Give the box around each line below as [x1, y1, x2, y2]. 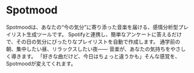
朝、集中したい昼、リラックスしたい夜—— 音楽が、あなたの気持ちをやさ [6, 45, 181, 53]
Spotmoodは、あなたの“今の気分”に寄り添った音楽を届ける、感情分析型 [6, 23, 179, 30]
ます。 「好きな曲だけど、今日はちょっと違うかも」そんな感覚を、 [21, 53, 181, 60]
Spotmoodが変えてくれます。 [6, 60, 76, 67]
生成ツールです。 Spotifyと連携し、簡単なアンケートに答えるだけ [26, 30, 182, 38]
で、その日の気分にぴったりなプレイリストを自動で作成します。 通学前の [6, 38, 181, 45]
